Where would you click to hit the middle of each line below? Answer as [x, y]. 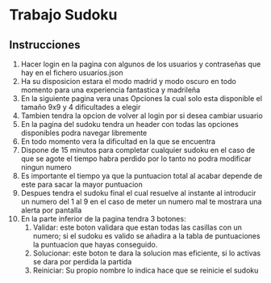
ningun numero [46, 167]
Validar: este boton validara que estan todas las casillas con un [138, 227]
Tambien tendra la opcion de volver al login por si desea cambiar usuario [142, 116]
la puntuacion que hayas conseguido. [95, 245]
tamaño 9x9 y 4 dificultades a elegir [81, 107]
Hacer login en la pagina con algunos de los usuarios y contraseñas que [141, 64]
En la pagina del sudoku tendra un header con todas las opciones [129, 124]
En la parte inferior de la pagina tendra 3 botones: [103, 219]
